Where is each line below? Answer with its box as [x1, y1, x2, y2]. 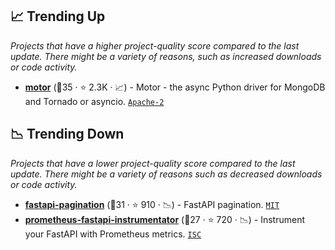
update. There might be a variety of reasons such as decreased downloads [10, 168, 323, 180]
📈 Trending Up [10, 8, 106, 25]
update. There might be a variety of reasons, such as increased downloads [10, 50, 322, 62]
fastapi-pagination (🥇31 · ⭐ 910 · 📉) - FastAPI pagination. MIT [24, 198, 280, 210]
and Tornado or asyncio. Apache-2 [24, 95, 165, 107]
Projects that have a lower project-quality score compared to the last [10, 157, 296, 169]
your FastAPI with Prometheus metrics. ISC [24, 228, 202, 240]
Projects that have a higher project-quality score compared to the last [10, 39, 300, 52]
